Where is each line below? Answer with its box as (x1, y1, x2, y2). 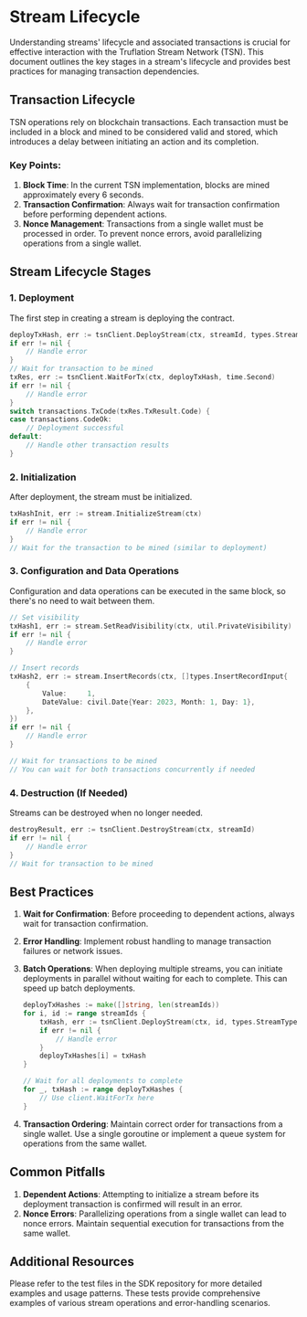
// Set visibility (9, 612, 79, 622)
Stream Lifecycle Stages (9, 264, 152, 280)
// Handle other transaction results (26, 441, 170, 450)
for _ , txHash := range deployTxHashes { (22, 1085, 184, 1094)
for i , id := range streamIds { (22, 1009, 146, 1018)
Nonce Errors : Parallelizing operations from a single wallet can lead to (22, 1208, 287, 1219)
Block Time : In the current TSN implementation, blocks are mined (22, 180, 270, 191)
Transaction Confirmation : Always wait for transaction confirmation (22, 199, 281, 210)
